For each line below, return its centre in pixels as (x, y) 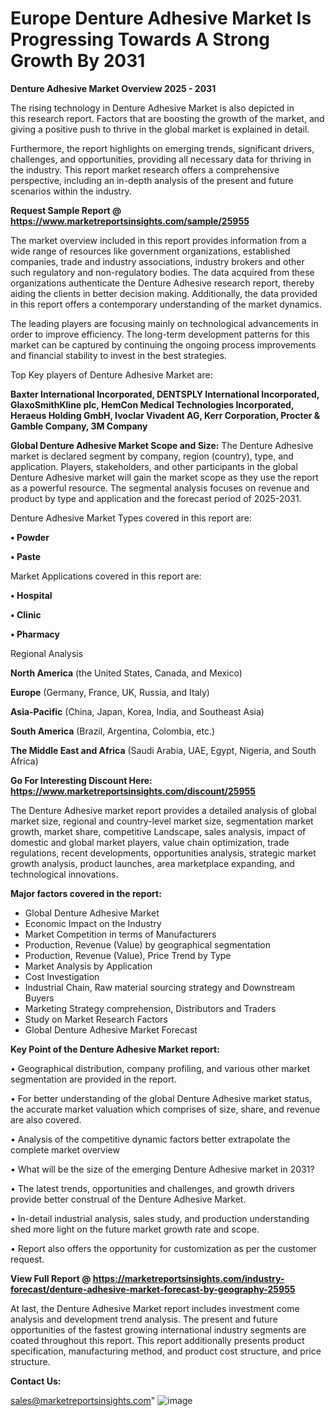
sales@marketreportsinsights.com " (83, 1400)
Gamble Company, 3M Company (79, 426)
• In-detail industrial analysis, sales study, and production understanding (160, 1218)
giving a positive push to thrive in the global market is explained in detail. (160, 129)
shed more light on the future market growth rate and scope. (135, 1229)
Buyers (39, 998)
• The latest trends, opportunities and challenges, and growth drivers (152, 1188)
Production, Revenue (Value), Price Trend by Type (128, 955)
